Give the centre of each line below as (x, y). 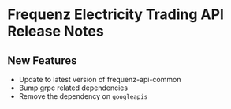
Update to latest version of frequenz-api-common (100, 79)
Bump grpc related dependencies (73, 88)
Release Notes (56, 31)
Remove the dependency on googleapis (83, 96)
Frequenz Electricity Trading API (115, 15)
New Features (42, 60)
